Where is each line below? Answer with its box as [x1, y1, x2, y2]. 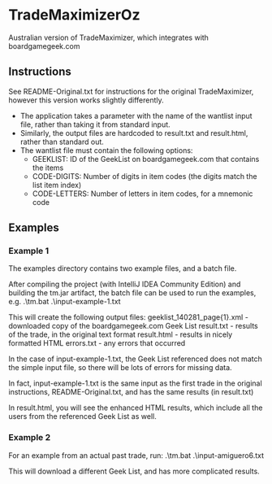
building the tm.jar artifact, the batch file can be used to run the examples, [8, 288, 257, 298]
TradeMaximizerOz [8, 6, 140, 24]
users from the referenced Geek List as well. [8, 412, 157, 421]
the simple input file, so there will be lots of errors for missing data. [8, 363, 233, 373]
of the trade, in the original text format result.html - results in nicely [8, 329, 233, 339]
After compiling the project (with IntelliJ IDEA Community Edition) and [8, 279, 241, 290]
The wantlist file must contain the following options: [19, 145, 193, 155]
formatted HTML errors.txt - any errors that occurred [8, 338, 186, 348]
